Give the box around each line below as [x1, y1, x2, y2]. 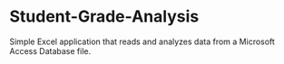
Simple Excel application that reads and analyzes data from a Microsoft [9, 36, 275, 47]
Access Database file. [9, 45, 92, 56]
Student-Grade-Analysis [9, 6, 200, 27]
